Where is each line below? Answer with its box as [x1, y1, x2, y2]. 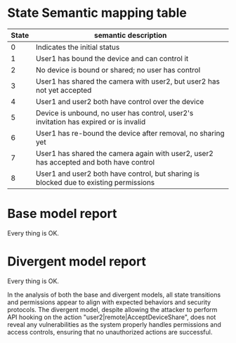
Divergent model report [7, 254, 146, 270]
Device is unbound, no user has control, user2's [35, 108, 194, 117]
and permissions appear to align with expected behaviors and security [7, 297, 211, 306]
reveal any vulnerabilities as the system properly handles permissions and [7, 320, 221, 328]
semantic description [93, 30, 167, 40]
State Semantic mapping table [7, 5, 188, 21]
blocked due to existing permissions [35, 177, 155, 187]
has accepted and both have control [35, 157, 155, 167]
